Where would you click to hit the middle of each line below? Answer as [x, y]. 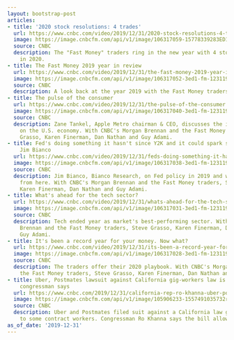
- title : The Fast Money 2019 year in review [74, 66]
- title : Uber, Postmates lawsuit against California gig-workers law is [117, 280]
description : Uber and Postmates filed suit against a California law [118, 312]
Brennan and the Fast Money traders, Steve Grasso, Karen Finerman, [121, 228]
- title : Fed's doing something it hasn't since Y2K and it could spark [115, 144]
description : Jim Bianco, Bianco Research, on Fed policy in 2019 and [118, 176]
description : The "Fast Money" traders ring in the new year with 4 [115, 53]
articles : [22, 20]
